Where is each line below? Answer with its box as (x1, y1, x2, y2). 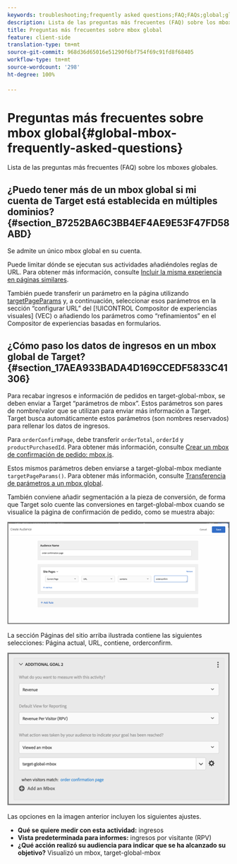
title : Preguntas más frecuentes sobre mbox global (7, 26, 162, 33)
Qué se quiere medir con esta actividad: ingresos (17, 826, 164, 834)
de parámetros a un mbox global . (7, 479, 104, 488)
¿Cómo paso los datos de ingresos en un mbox (7, 339, 217, 351)
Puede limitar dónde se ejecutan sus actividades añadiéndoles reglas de (7, 260, 218, 269)
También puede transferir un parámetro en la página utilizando (7, 289, 189, 298)
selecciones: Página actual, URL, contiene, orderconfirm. (7, 638, 173, 647)
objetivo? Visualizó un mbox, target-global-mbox (17, 848, 161, 857)
